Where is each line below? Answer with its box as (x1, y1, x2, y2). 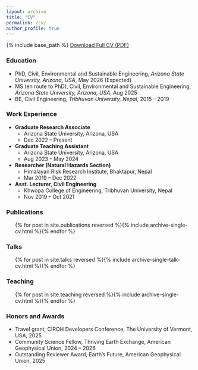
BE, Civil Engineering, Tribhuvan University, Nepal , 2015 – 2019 (14, 95, 169, 102)
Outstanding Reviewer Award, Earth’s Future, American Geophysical (14, 351, 181, 358)
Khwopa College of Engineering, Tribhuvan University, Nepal (23, 187, 172, 194)
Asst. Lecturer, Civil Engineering (14, 180, 97, 187)
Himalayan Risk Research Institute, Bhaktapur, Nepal (23, 168, 152, 175)
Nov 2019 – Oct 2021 (23, 193, 75, 200)
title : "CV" (6, 14, 36, 20)
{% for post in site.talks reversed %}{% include (14, 256, 131, 264)
